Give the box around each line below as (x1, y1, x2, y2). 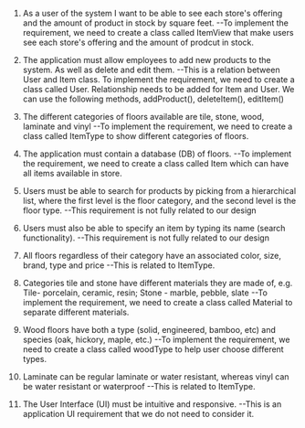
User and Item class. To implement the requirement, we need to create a (22, 74, 295, 85)
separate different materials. (22, 306, 130, 317)
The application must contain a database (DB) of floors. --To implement (22, 148, 292, 159)
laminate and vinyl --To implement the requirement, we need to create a (22, 121, 293, 132)
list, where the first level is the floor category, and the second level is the (22, 196, 297, 206)
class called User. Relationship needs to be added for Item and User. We (22, 84, 295, 94)
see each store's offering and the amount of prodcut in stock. (22, 37, 254, 48)
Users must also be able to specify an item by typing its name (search (22, 223, 286, 233)
